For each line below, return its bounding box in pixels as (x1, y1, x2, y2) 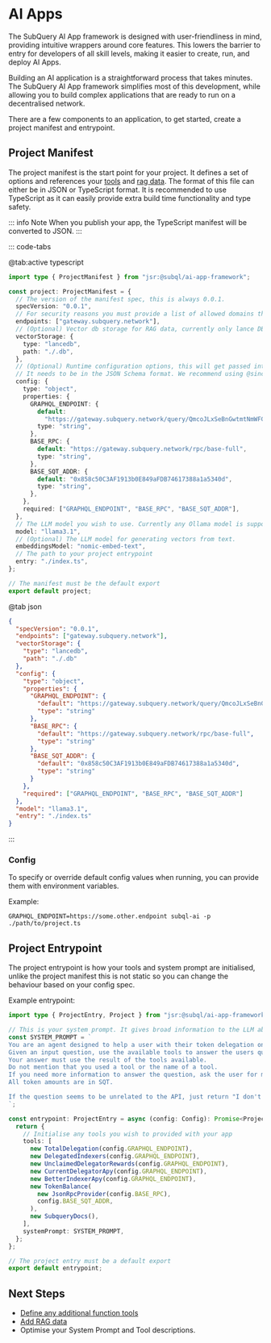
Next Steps (8, 1287, 65, 1300)
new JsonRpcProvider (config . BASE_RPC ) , (37, 1190, 172, 1198)
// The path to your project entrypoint (15, 550, 153, 558)
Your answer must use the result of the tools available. (8, 1056, 207, 1064)
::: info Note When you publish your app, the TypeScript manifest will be (8, 217, 248, 227)
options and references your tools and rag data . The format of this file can (8, 176, 255, 186)
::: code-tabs (8, 241, 52, 251)
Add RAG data (19, 1316, 68, 1327)
